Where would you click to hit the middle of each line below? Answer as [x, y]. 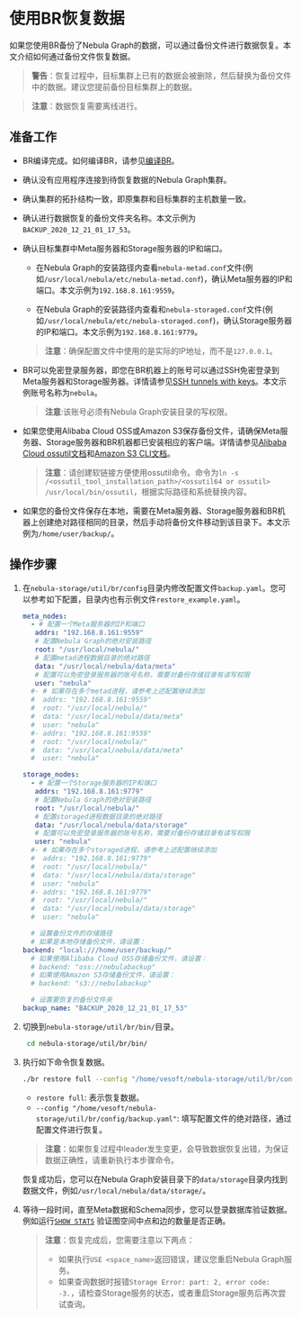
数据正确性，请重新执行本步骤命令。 [112, 1159]
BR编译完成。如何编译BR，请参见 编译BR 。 [101, 160]
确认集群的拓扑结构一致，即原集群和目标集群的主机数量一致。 [137, 198]
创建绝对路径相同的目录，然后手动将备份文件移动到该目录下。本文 [160, 522]
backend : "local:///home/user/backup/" [97, 950]
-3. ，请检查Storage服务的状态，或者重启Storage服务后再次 [168, 1293]
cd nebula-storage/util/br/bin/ [87, 1043]
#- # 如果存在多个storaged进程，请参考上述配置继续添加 [124, 850]
